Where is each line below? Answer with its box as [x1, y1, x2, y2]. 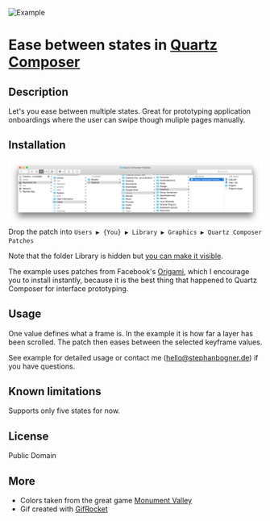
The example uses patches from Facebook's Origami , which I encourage [8, 266, 250, 276]
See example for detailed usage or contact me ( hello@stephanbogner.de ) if [8, 352, 259, 362]
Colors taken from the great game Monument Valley [19, 496, 193, 505]
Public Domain [8, 451, 56, 461]
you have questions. [8, 361, 76, 371]
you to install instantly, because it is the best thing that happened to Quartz [8, 275, 258, 285]
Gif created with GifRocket [19, 504, 109, 514]
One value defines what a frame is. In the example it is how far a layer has [8, 328, 254, 338]
